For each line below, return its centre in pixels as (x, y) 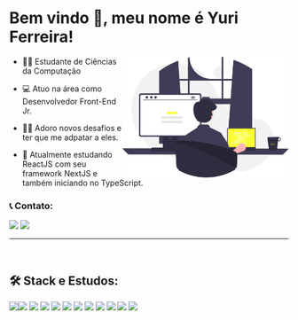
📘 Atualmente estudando (67, 154)
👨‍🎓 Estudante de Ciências (69, 61)
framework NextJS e (59, 173)
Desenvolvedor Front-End (69, 101)
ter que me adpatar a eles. (70, 137)
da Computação (51, 71)
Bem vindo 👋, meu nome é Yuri (124, 18)
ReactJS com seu (54, 164)
